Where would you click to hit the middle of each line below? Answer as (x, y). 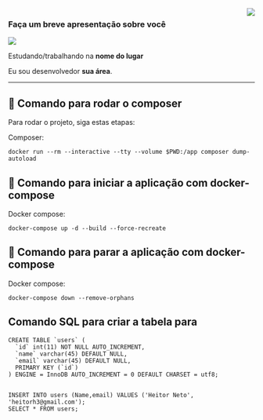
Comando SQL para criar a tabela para (103, 322)
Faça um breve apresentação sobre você (87, 24)
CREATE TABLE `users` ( (47, 340)
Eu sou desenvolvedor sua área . (60, 71)
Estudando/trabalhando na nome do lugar (76, 56)
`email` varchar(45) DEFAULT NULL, (73, 360)
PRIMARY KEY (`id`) (47, 367)
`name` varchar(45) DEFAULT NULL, (71, 354)
